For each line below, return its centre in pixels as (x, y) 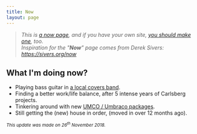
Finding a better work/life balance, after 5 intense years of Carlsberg (100, 94)
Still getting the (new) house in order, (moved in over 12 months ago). (101, 113)
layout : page (23, 18)
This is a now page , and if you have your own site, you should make (106, 34)
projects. (26, 100)
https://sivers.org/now (49, 54)
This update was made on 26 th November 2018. (56, 125)
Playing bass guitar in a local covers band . (68, 88)
